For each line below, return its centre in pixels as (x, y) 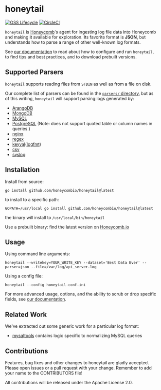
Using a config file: (24, 276)
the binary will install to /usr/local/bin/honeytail (55, 217)
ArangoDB (22, 108)
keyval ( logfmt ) (27, 144)
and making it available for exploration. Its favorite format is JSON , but (75, 37)
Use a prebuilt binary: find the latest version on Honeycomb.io (67, 227)
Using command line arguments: (38, 254)
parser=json (17, 267)
